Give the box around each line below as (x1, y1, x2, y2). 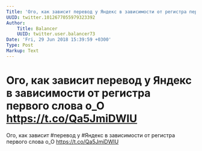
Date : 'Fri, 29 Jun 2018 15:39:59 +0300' (6, 37, 112, 43)
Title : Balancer (17, 25, 58, 32)
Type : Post (6, 43, 34, 49)
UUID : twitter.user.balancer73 (17, 31, 96, 37)
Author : (6, 20, 26, 26)
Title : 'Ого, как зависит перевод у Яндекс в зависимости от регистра (6, 8, 187, 15)
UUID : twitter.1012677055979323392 (6, 14, 96, 20)
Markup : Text (6, 48, 39, 54)
